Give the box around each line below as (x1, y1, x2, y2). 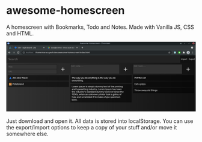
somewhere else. (6, 130, 49, 138)
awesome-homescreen (6, 4, 125, 17)
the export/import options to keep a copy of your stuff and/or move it (6, 124, 177, 131)
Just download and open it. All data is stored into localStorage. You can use (6, 117, 194, 125)
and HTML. (6, 29, 34, 37)
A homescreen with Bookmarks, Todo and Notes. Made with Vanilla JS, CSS (6, 23, 194, 31)
